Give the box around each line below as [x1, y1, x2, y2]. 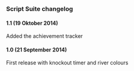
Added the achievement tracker [6, 33, 83, 40]
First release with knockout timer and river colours [6, 59, 129, 66]
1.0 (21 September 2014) [6, 46, 67, 53]
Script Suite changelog [6, 5, 73, 13]
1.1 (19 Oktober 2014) [6, 20, 58, 27]
